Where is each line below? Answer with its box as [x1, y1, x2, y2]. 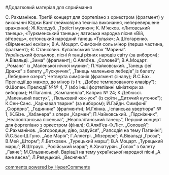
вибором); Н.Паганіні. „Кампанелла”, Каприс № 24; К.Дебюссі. [5, 90, 142, 95]
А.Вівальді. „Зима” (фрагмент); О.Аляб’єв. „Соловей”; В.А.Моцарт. [5, 57, 148, 63]
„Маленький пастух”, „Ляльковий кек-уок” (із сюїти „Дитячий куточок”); [5, 95, 162, 101]
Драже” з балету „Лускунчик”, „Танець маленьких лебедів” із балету [5, 68, 155, 74]
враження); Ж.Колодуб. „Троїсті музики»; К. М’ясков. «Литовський [5, 25, 150, 31]
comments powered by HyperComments [5, 164, 90, 170]
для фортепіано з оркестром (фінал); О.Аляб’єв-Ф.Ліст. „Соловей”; [5, 122, 149, 128]
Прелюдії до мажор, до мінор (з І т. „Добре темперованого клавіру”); [5, 79, 156, 85]
